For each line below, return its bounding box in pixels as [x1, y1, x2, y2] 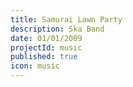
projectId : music [10, 42, 83, 53]
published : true [10, 52, 78, 62]
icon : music [10, 61, 60, 71]
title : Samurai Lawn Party [10, 14, 123, 25]
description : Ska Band [10, 24, 105, 34]
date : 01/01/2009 [10, 33, 83, 43]
